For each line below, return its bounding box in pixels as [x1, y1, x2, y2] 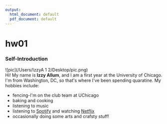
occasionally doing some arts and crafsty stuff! [12, 113, 110, 119]
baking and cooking [12, 97, 53, 103]
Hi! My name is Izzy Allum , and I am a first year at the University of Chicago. [5, 72, 163, 78]
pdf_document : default [9, 16, 57, 21]
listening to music [12, 103, 49, 109]
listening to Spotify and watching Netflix [12, 108, 95, 114]
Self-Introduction [5, 56, 48, 62]
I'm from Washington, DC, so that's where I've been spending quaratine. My [5, 77, 161, 83]
